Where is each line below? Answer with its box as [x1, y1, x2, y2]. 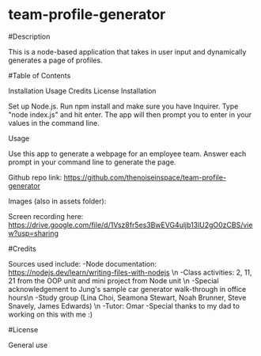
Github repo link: [8, 172, 62, 182]
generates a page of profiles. [8, 55, 103, 65]
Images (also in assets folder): [8, 196, 107, 206]
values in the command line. [8, 118, 100, 127]
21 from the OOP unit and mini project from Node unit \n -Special [8, 275, 219, 286]
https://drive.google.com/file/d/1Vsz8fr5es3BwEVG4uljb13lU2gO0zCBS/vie [8, 220, 253, 229]
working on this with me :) [8, 309, 93, 319]
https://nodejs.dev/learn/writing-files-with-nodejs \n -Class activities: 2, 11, [8, 267, 252, 277]
